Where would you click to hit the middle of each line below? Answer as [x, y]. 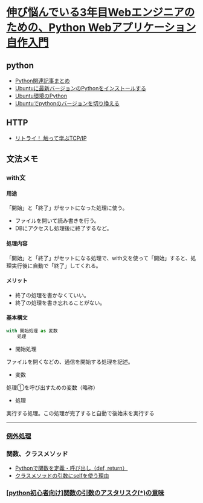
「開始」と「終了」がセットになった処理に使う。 [67, 208]
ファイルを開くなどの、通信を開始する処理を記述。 [70, 361]
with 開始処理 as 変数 [32, 330]
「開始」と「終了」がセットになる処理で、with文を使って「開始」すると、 [98, 258]
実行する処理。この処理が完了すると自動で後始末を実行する [80, 413]
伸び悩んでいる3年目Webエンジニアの [101, 12]
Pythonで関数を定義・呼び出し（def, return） [71, 468]
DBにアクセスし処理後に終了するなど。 [63, 228]
